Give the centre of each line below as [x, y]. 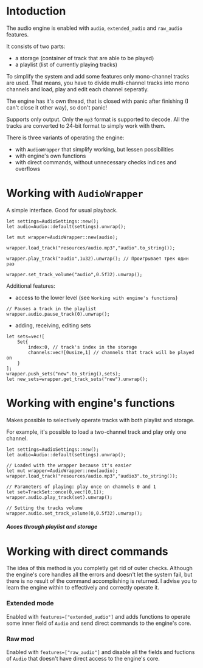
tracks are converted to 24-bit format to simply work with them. [86, 125]
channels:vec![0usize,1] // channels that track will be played [111, 352]
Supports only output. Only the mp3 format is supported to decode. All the [98, 119]
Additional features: [31, 286]
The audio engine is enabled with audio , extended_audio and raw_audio [94, 28]
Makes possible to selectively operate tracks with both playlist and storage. [101, 420]
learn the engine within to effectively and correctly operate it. [83, 588]
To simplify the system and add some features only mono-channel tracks [98, 76]
